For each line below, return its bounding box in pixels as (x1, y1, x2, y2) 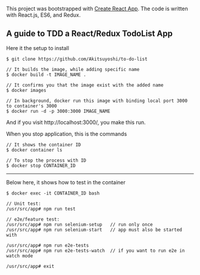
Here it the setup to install (6, 44, 70, 51)
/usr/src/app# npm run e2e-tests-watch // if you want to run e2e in (6, 248, 185, 254)
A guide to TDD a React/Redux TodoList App (6, 29, 173, 39)
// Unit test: (6, 200, 42, 206)
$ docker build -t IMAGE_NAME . (6, 72, 86, 78)
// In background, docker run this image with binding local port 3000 (6, 98, 187, 104)
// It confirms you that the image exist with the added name (6, 82, 164, 88)
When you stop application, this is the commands (6, 130, 127, 137)
